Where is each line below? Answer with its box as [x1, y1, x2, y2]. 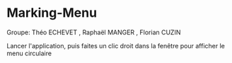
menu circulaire [6, 49, 52, 57]
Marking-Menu [6, 5, 97, 21]
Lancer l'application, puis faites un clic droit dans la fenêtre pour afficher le [6, 41, 226, 50]
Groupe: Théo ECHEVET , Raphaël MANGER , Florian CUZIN [6, 28, 181, 36]
